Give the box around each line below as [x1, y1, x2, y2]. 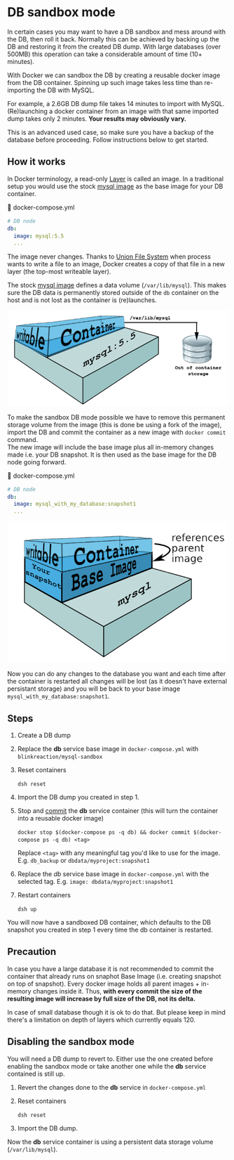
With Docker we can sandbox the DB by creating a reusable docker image [7, 71, 221, 79]
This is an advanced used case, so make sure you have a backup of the [7, 128, 214, 136]
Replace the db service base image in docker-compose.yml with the [17, 869, 209, 878]
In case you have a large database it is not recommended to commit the [7, 964, 214, 973]
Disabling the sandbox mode [7, 1036, 135, 1048]
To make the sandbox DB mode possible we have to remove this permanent [7, 412, 226, 422]
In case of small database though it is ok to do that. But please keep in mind [7, 1008, 226, 1016]
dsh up [17, 906, 37, 913]
